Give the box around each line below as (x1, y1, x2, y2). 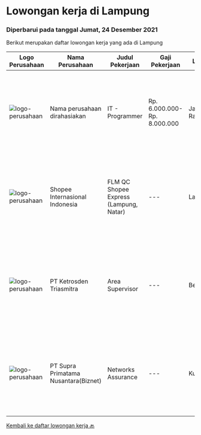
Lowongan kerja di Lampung (6, 4, 150, 18)
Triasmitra (50, 285, 79, 293)
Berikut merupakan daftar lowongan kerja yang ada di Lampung (6, 39, 163, 46)
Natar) (107, 208, 126, 216)
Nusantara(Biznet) (50, 377, 102, 385)
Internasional (50, 193, 87, 201)
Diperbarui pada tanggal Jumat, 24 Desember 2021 (6, 26, 158, 34)
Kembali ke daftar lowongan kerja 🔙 (6, 422, 95, 429)
